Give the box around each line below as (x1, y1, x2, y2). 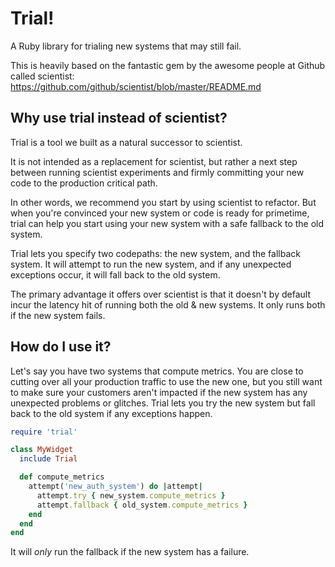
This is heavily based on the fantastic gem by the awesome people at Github (10, 59, 326, 71)
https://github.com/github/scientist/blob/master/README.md (10, 80, 262, 92)
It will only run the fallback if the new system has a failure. (10, 546, 250, 558)
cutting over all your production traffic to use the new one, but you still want (10, 375, 323, 387)
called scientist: (10, 70, 75, 82)
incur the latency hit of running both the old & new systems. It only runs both (10, 298, 326, 311)
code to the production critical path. (10, 177, 158, 189)
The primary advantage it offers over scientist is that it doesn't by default (10, 288, 311, 300)
